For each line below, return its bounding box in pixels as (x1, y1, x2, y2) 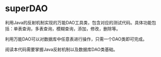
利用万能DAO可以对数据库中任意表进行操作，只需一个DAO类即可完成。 (5, 36, 147, 42)
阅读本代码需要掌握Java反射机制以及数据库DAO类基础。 (5, 46, 118, 52)
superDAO (5, 3, 48, 14)
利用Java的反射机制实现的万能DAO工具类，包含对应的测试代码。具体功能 (5, 19, 152, 25)
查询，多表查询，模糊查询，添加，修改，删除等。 (21, 25, 121, 32)
